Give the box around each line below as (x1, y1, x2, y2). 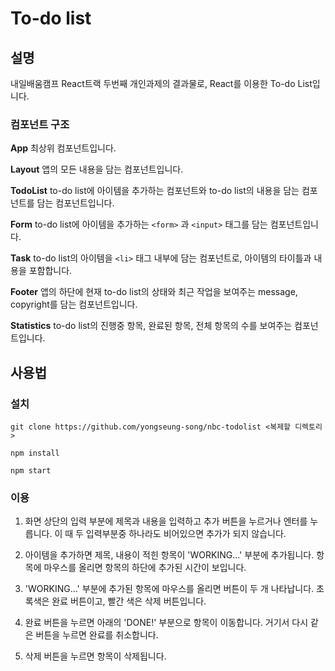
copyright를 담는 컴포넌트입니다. (10, 298, 138, 311)
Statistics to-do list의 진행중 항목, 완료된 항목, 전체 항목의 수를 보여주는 (10, 320, 293, 332)
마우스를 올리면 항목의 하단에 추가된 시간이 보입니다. (43, 562, 247, 574)
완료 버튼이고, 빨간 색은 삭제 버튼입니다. (51, 595, 207, 607)
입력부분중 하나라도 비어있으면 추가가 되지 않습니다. (85, 528, 287, 540)
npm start (10, 465, 52, 476)
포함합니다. (28, 265, 73, 277)
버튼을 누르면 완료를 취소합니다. (35, 629, 159, 641)
